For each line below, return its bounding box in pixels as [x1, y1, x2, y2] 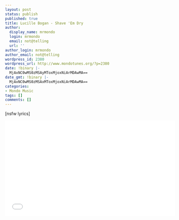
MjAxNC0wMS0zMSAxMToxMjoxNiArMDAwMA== [9, 79, 88, 84]
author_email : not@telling [5, 52, 60, 57]
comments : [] [5, 98, 32, 102]
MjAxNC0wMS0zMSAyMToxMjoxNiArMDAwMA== [9, 70, 88, 75]
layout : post [5, 7, 32, 12]
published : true [5, 16, 38, 21]
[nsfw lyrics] [5, 111, 31, 117]
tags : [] [5, 93, 23, 98]
